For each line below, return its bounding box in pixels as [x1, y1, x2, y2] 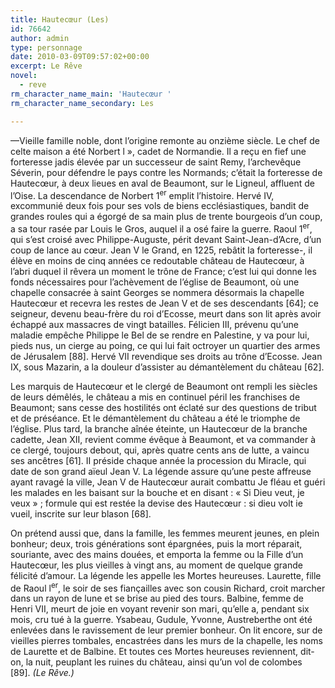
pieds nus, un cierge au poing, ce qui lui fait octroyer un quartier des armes [10, 339, 321, 351]
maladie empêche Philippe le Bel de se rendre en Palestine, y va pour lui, [10, 329, 310, 341]
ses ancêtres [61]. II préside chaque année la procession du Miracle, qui [10, 454, 307, 466]
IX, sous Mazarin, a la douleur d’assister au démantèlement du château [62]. [10, 361, 325, 373]
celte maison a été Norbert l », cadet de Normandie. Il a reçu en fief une [10, 145, 307, 157]
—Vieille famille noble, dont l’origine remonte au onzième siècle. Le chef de [10, 134, 320, 146]
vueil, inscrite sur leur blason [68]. [10, 507, 152, 520]
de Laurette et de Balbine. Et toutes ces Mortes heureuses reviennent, [10, 646, 299, 658]
